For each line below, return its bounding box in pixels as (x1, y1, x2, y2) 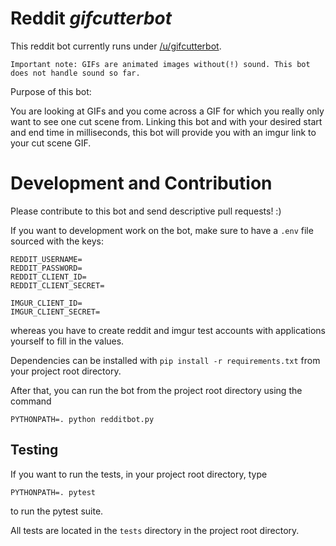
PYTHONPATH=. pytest (10, 487, 97, 497)
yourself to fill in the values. (10, 335, 125, 347)
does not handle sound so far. (10, 68, 141, 78)
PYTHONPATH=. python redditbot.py (10, 414, 155, 424)
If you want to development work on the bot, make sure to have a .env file (10, 224, 314, 236)
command (10, 395, 52, 407)
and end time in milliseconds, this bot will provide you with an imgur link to (10, 126, 317, 138)
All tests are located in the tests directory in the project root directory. (10, 524, 300, 536)
